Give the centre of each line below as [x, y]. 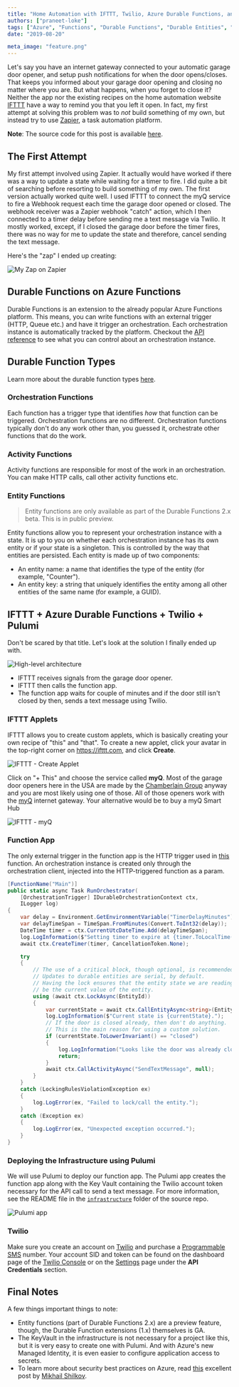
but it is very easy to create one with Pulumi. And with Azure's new [116, 1346]
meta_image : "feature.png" [47, 47]
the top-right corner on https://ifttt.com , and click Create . [91, 750]
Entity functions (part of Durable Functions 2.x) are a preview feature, [119, 1323]
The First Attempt [47, 157]
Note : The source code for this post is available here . [85, 134]
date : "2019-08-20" [36, 34]
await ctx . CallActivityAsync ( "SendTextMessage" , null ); [130, 1070]
